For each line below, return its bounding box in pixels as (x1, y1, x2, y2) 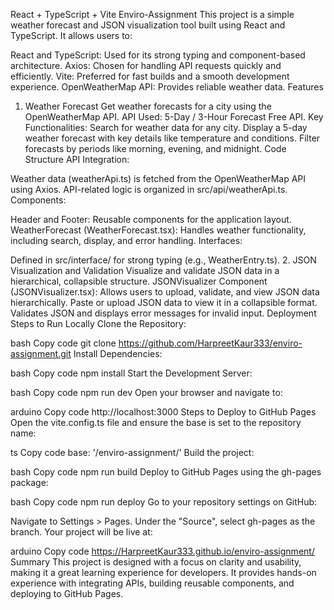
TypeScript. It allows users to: (10, 30, 133, 41)
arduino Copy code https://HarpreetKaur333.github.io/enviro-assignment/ (10, 545, 315, 557)
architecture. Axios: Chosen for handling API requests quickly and (10, 60, 282, 71)
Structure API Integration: (24, 154, 130, 165)
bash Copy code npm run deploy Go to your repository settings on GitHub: (10, 496, 318, 508)
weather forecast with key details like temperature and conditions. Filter (24, 132, 321, 144)
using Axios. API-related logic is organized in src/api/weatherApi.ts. (10, 184, 288, 195)
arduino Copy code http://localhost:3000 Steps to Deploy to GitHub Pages (10, 406, 317, 418)
